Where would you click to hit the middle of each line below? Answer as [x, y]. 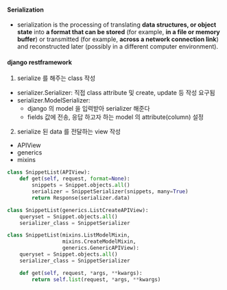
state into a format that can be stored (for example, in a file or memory [119, 32]
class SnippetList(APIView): [49, 172]
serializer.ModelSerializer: [53, 101]
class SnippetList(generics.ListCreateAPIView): [78, 210]
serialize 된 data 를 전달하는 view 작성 [69, 132]
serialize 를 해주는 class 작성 [56, 78]
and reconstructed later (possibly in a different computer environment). [117, 47]
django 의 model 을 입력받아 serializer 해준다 [88, 109]
